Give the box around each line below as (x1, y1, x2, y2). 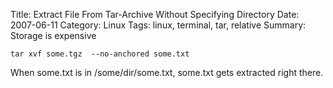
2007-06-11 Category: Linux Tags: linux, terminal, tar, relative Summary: (10, 19, 307, 31)
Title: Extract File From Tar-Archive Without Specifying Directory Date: (10, 9, 300, 20)
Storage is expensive (10, 30, 97, 41)
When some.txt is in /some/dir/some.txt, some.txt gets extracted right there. (10, 67, 324, 78)
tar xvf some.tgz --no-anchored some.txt (10, 49, 190, 59)
